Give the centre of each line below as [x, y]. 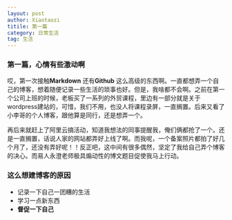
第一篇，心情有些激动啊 [46, 65]
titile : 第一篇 [27, 26]
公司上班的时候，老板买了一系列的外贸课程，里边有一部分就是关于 [107, 98]
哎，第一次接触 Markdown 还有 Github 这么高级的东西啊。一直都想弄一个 [110, 81]
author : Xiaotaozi [33, 20]
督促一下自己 [35, 209]
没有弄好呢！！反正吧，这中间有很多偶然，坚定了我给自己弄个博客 [131, 147]
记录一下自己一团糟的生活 [54, 192]
